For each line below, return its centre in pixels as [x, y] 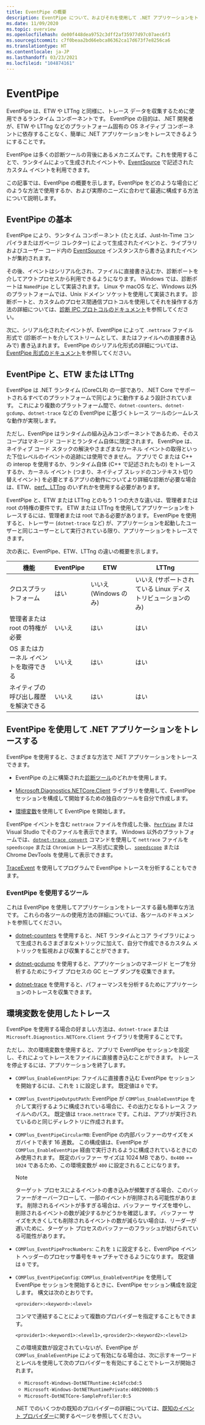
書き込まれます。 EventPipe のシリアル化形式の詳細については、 [101, 346]
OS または [24, 649]
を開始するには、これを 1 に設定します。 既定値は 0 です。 [88, 1086]
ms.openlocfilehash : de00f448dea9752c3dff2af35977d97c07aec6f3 [88, 35]
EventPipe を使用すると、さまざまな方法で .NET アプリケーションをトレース [102, 757]
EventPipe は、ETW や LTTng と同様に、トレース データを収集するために [98, 111]
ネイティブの [27, 687]
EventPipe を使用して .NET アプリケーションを [94, 729]
